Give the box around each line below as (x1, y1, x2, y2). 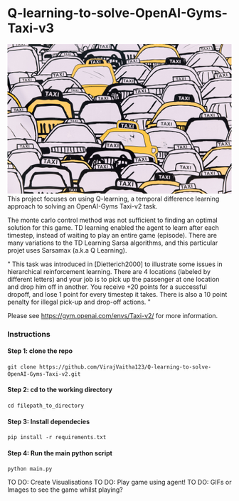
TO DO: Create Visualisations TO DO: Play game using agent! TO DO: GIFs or (7, 478, 233, 487)
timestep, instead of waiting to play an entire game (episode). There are (7, 231, 217, 239)
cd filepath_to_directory (7, 402, 84, 409)
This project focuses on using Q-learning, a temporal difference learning (7, 194, 220, 203)
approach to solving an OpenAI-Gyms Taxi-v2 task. (7, 201, 158, 211)
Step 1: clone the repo (7, 347, 73, 355)
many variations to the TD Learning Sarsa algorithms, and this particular (7, 238, 218, 247)
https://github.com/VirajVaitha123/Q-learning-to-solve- (38, 363, 212, 371)
